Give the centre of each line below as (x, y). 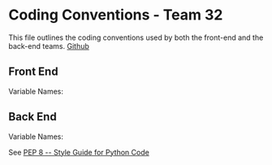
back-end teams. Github (49, 46)
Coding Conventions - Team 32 (116, 15)
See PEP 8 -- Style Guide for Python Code (79, 152)
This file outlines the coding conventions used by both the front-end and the (136, 37)
